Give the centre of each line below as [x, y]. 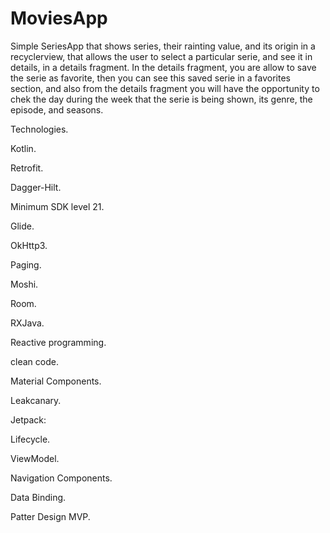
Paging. [26, 264]
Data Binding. [38, 497]
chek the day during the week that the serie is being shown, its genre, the [161, 99]
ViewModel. [35, 458]
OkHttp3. [29, 245]
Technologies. [39, 129]
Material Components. [56, 381]
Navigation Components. [61, 478]
